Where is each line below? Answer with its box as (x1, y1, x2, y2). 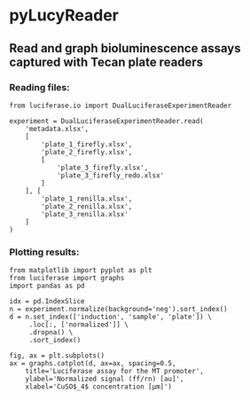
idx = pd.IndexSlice (9, 297, 86, 306)
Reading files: (9, 81, 70, 93)
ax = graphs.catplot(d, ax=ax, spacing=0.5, (9, 359, 176, 368)
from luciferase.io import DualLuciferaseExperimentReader (9, 101, 232, 110)
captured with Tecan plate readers (9, 54, 204, 69)
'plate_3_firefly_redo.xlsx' (56, 170, 165, 180)
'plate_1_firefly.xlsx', (41, 139, 133, 149)
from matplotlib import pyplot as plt (9, 266, 152, 275)
